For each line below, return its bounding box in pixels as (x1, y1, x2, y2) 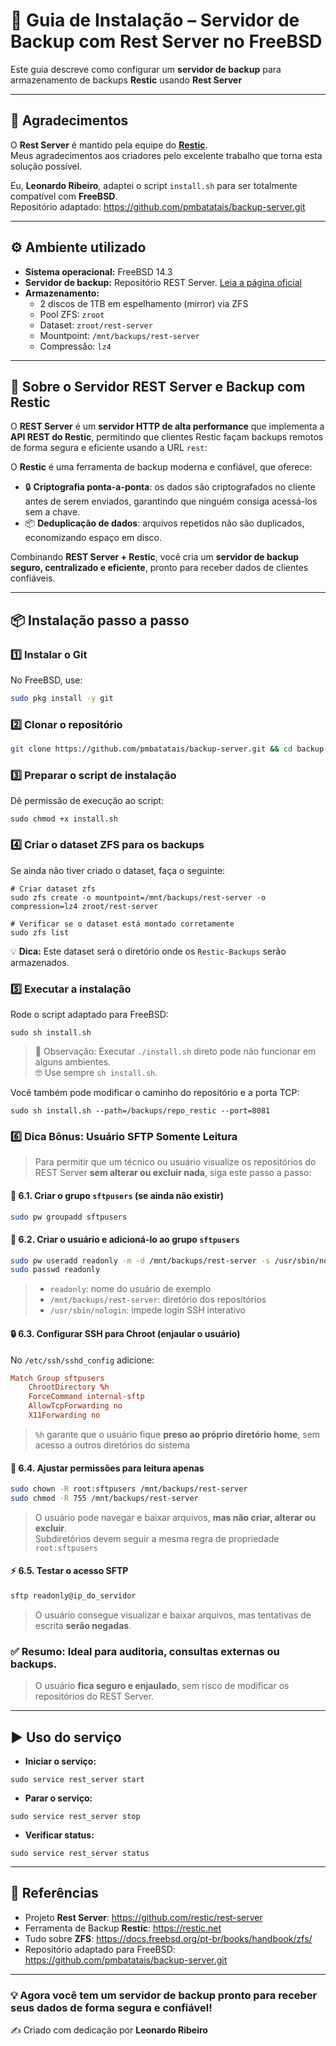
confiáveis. (10, 572, 56, 584)
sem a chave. (24, 506, 81, 518)
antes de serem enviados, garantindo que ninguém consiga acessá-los (24, 495, 318, 508)
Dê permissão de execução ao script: (10, 795, 165, 807)
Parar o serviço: (24, 1792, 93, 1804)
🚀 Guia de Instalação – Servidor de (10, 9, 300, 32)
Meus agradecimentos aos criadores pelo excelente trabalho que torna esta (10, 149, 323, 161)
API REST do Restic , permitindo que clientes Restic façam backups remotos (10, 431, 324, 443)
